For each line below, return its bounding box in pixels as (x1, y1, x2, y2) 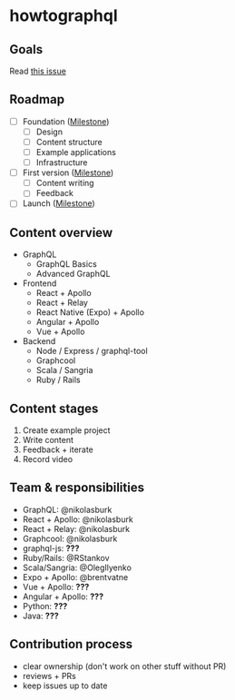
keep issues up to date (22, 680, 108, 691)
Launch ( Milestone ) (22, 198, 95, 209)
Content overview (9, 224, 113, 241)
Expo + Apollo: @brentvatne (22, 571, 129, 582)
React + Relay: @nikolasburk (22, 523, 130, 534)
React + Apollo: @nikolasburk (22, 514, 133, 525)
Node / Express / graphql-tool (35, 346, 148, 357)
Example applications (35, 147, 116, 157)
